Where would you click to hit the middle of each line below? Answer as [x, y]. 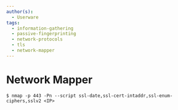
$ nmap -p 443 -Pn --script [41, 96]
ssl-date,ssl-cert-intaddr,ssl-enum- [126, 96]
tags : [13, 23]
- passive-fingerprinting [44, 34]
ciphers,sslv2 [24, 101]
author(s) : [20, 12]
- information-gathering [43, 28]
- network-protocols [37, 39]
